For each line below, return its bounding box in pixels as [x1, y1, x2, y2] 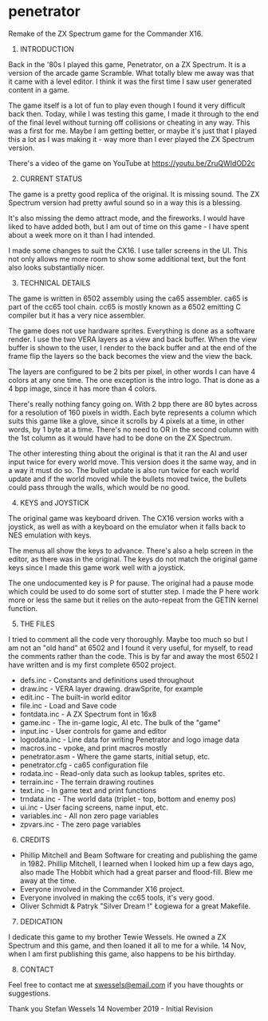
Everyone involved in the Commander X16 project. [19, 884, 185, 893]
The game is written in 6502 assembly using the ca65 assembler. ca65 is [8, 294, 249, 303]
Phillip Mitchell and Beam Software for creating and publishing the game [19, 850, 258, 860]
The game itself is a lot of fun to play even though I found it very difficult [8, 101, 246, 110]
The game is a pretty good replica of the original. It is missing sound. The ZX [8, 189, 260, 199]
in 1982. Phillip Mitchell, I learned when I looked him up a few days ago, [19, 858, 254, 868]
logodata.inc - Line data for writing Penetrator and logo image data [19, 735, 240, 744]
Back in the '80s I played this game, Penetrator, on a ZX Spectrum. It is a [8, 59, 246, 69]
